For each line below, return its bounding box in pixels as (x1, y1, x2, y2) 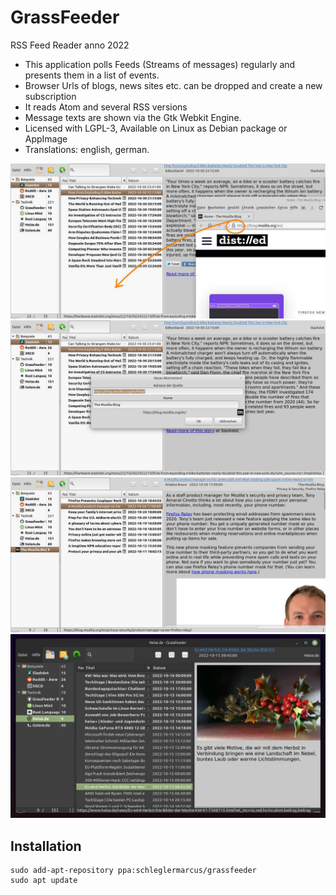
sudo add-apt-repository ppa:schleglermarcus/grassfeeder (10, 866, 257, 876)
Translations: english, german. (24, 143, 150, 155)
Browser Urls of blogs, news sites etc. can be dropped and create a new (24, 79, 323, 91)
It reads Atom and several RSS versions (24, 101, 188, 113)
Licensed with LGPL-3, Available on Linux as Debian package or (24, 122, 288, 134)
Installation (10, 837, 82, 855)
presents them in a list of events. (24, 69, 160, 81)
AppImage (24, 132, 68, 145)
